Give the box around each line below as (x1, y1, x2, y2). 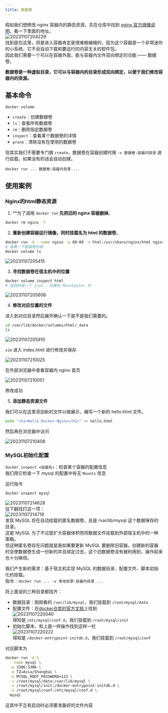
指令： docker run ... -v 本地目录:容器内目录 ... (5, 578, 103, 584)
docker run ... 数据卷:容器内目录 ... (5, 167, 80, 172)
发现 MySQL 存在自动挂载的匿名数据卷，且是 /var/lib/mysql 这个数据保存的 (5, 518, 159, 524)
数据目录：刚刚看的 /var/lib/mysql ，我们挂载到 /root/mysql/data (12, 599, 148, 605)
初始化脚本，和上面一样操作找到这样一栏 (12, 623, 96, 630)
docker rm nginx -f (5, 220, 46, 225)
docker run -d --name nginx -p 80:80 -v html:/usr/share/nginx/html (5, 240, 151, 245)
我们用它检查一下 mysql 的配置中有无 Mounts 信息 (5, 470, 106, 476)
